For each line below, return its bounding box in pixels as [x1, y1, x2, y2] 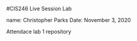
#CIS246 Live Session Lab [6, 5, 72, 12]
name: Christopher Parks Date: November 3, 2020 [6, 17, 131, 23]
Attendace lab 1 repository [6, 28, 71, 35]
